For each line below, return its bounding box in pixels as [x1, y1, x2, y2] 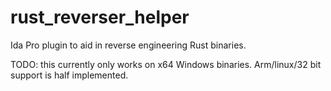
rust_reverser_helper [10, 6, 190, 29]
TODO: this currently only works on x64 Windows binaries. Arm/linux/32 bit [10, 58, 322, 70]
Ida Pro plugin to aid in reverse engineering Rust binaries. [10, 39, 247, 51]
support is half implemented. [10, 69, 129, 81]
